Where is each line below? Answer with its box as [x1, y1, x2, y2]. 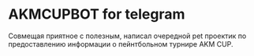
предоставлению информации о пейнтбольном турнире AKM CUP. [8, 39, 233, 48]
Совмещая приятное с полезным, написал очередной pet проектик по [8, 31, 247, 40]
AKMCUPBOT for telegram [8, 5, 185, 23]
